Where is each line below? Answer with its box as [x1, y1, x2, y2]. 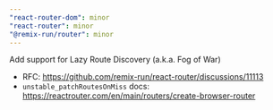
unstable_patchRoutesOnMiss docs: [21, 81, 150, 92]
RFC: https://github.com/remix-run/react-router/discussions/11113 [21, 72, 264, 82]
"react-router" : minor [9, 21, 94, 30]
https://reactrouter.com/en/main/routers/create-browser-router [21, 90, 256, 101]
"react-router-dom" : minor [9, 13, 110, 22]
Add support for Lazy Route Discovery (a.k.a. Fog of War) [9, 55, 221, 65]
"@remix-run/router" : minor [9, 30, 115, 38]
